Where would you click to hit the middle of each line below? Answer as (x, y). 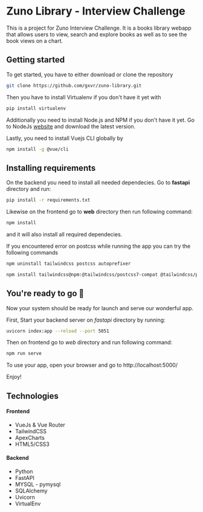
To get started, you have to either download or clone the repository (90, 75)
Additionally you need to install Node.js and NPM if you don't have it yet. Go (101, 120)
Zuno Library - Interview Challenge (96, 11)
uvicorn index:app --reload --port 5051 (58, 331)
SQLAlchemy (31, 491)
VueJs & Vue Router (40, 425)
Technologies (33, 396)
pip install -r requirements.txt (48, 200)
